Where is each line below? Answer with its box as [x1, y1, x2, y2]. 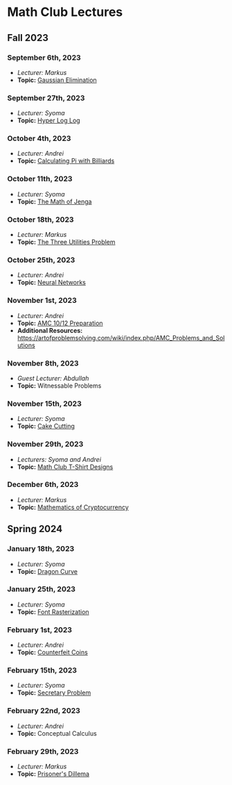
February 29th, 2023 [7, 746, 79, 756]
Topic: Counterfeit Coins [17, 648, 88, 656]
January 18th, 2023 [7, 544, 75, 554]
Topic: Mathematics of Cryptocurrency [17, 503, 130, 511]
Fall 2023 [7, 32, 48, 44]
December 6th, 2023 [7, 480, 79, 490]
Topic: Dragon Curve [17, 567, 78, 575]
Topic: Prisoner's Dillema [17, 770, 90, 778]
